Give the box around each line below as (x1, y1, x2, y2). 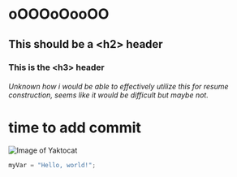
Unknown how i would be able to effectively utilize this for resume (8, 82, 229, 92)
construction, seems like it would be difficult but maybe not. (8, 90, 209, 100)
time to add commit (8, 119, 142, 137)
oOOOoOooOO (8, 5, 110, 24)
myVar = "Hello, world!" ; (8, 162, 96, 170)
